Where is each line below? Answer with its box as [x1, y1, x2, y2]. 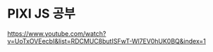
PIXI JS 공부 [7, 6, 76, 22]
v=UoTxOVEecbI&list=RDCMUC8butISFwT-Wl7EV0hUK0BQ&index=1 [7, 37, 207, 45]
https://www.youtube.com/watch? [7, 29, 107, 38]
